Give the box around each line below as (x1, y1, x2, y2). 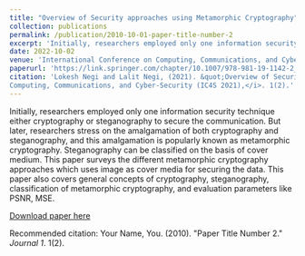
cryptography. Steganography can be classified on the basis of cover (9, 144, 269, 155)
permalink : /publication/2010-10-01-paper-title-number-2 (9, 30, 233, 39)
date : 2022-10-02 (9, 47, 75, 56)
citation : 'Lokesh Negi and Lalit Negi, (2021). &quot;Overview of (9, 73, 271, 82)
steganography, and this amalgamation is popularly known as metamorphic (9, 134, 290, 145)
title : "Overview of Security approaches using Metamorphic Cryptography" (9, 13, 299, 23)
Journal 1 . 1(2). (9, 237, 65, 248)
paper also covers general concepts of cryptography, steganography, (9, 173, 270, 184)
